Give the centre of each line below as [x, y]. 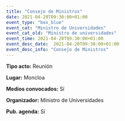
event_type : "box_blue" [35, 22]
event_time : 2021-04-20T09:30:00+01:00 [55, 39]
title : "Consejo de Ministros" [44, 11]
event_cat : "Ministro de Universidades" [56, 28]
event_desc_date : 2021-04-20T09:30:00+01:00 [62, 44]
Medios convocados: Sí [35, 89]
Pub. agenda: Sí [26, 111]
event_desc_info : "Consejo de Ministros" [58, 50]
